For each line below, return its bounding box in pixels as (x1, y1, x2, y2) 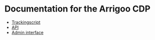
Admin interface (11, 29, 44, 35)
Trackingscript (11, 19, 41, 25)
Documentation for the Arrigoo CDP (4, 3, 151, 14)
